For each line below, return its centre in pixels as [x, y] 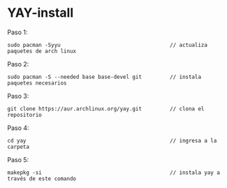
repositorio [24, 115]
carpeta [19, 147]
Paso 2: [18, 64]
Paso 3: [18, 96]
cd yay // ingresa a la [112, 140]
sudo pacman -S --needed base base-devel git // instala [104, 77]
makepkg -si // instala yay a [113, 173]
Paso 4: [18, 128]
